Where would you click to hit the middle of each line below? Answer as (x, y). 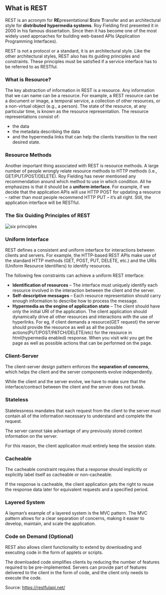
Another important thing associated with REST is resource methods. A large (82, 166)
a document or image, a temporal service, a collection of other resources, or (83, 101)
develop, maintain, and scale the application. (51, 524)
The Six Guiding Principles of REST (48, 215)
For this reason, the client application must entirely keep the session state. (81, 446)
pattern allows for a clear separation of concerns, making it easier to (75, 519)
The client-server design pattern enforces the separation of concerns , (77, 367)
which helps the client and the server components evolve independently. (79, 372)
